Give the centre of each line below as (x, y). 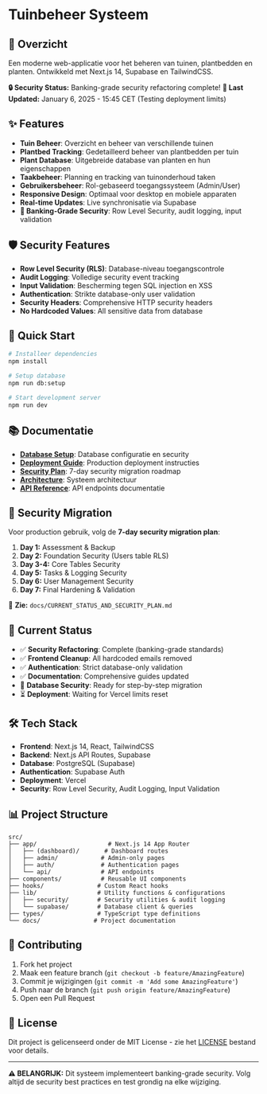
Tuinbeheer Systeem (78, 15)
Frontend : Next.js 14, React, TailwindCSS (87, 746)
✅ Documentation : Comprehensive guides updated (104, 676)
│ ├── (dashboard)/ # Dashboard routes (89, 851)
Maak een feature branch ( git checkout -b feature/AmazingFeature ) (132, 972)
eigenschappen (45, 168)
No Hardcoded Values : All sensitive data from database (111, 311)
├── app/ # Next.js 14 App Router (99, 844)
